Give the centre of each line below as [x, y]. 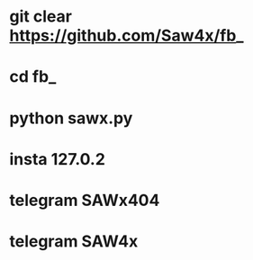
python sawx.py [71, 118]
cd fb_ [33, 77]
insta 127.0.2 [58, 159]
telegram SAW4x [74, 242]
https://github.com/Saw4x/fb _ [127, 36]
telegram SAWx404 [85, 200]
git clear [41, 17]
